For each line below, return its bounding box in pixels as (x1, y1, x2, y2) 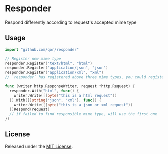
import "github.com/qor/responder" (5, 47, 79, 52)
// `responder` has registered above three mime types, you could (5, 75, 146, 80)
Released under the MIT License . (5, 143, 73, 149)
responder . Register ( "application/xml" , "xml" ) (5, 70, 104, 75)
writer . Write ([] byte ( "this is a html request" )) (14, 93, 117, 98)
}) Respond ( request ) (9, 107, 50, 112)
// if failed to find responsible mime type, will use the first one (9, 112, 157, 117)
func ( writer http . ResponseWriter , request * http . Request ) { (5, 84, 135, 89)
